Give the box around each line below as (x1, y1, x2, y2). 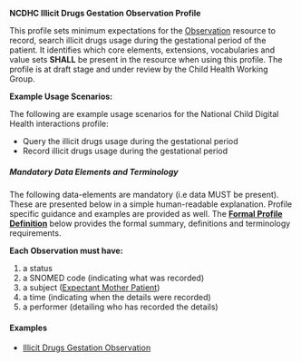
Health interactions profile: (9, 118, 109, 129)
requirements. (9, 227, 62, 239)
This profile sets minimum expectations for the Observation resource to (9, 25, 277, 35)
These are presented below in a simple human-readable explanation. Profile (9, 199, 293, 210)
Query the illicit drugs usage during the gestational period (22, 136, 238, 146)
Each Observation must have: (9, 245, 124, 256)
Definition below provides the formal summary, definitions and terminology (9, 218, 291, 229)
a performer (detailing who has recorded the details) (22, 301, 219, 312)
